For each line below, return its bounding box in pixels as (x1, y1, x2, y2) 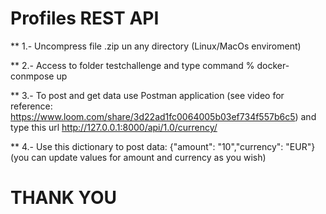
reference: (10, 100, 53, 112)
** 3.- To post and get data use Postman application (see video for (10, 89, 285, 101)
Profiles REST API (10, 7, 160, 30)
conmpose (10, 70, 55, 82)
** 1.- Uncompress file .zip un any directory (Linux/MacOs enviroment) (10, 40, 302, 52)
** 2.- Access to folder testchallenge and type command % (10, 59, 255, 71)
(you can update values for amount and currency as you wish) (10, 151, 267, 163)
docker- (256, 59, 290, 71)
